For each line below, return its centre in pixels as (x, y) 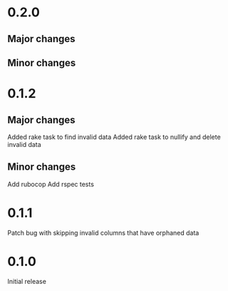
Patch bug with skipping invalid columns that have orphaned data (103, 233)
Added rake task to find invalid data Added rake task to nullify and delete (114, 137)
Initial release (27, 281)
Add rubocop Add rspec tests (51, 184)
